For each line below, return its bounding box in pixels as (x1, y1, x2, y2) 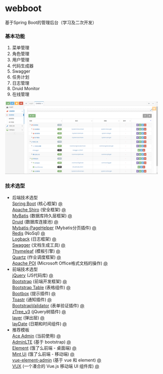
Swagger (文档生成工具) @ (12, 242, 65, 248)
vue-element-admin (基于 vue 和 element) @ (12, 357, 101, 363)
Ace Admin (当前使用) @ (12, 333, 61, 339)
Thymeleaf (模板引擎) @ (12, 248, 61, 254)
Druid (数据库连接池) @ (12, 218, 59, 224)
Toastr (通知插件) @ (12, 296, 52, 302)
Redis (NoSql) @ (12, 230, 45, 236)
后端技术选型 (12, 194, 38, 200)
